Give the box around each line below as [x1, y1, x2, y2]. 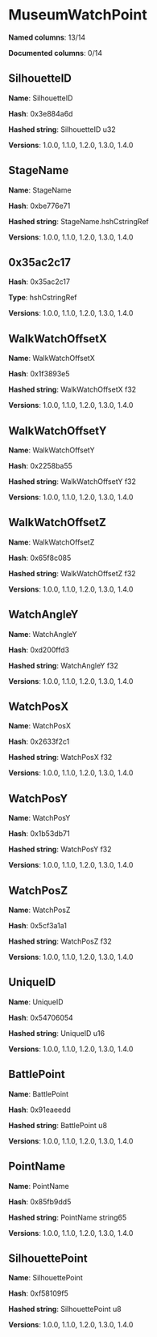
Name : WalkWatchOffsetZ [8, 537, 95, 547]
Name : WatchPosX [8, 721, 71, 731]
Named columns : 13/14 [8, 32, 86, 42]
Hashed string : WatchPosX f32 [8, 753, 113, 762]
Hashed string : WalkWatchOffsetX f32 [8, 384, 137, 394]
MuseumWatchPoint [8, 6, 147, 24]
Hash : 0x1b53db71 [8, 829, 70, 838]
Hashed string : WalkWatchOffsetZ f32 [8, 568, 136, 578]
